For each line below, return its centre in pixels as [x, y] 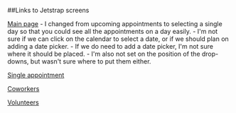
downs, [18, 61]
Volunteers [23, 102]
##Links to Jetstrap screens [48, 10]
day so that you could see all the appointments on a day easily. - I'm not [113, 31]
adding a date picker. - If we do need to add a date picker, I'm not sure [110, 46]
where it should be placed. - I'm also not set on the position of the [104, 54]
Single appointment [36, 75]
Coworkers [23, 89]
